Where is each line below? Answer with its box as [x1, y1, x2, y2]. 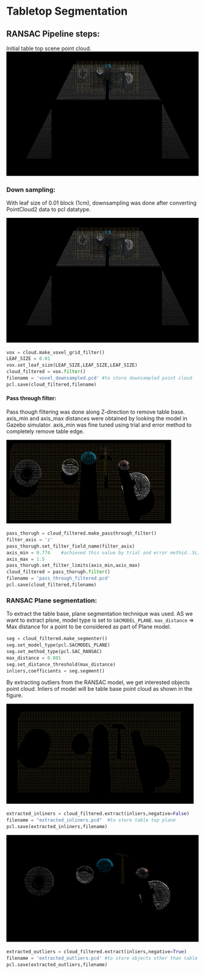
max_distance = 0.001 [6, 655, 62, 661]
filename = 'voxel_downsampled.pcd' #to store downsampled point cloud [6, 375, 192, 381]
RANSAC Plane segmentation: [6, 596, 98, 605]
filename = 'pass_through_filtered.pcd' [6, 575, 111, 582]
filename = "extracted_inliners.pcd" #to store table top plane [6, 817, 176, 823]
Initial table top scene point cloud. [6, 45, 92, 52]
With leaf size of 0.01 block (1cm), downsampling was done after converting [6, 200, 197, 207]
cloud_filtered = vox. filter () [6, 369, 86, 375]
